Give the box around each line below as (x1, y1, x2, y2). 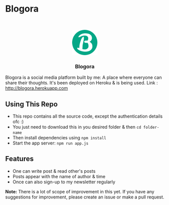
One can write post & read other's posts (12, 168, 96, 174)
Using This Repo (5, 99, 58, 109)
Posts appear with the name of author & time (12, 173, 106, 179)
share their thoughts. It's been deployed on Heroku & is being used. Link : (5, 80, 158, 86)
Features (5, 155, 34, 163)
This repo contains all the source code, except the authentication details (12, 113, 163, 119)
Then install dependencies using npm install (12, 135, 106, 141)
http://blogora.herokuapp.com (5, 85, 68, 91)
